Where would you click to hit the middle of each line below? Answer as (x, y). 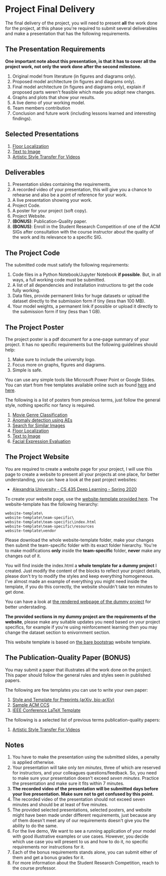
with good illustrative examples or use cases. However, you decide (80, 836)
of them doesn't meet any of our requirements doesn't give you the (81, 821)
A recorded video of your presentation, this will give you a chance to (82, 190)
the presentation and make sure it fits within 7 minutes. (68, 783)
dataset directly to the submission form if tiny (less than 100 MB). (79, 301)
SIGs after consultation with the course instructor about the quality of (83, 232)
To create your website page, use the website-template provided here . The (82, 499)
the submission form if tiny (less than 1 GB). (57, 312)
